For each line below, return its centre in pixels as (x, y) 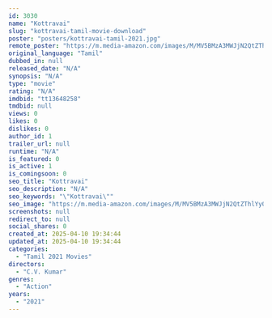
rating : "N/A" (32, 91)
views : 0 (23, 114)
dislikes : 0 (28, 129)
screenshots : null (39, 211)
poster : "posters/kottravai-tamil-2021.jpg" (85, 38)
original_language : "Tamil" (56, 53)
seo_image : (27, 204)
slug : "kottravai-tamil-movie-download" (78, 31)
